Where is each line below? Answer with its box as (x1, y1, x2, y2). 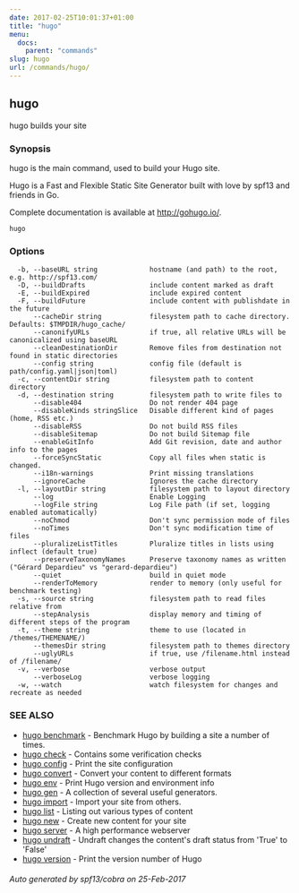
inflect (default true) (9, 547, 98, 556)
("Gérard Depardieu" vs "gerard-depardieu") (9, 563, 178, 572)
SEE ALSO (9, 709, 55, 722)
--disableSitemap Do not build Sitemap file (32, 430, 251, 439)
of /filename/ (9, 657, 63, 666)
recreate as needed (9, 689, 82, 698)
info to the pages (9, 445, 78, 455)
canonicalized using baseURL (9, 336, 118, 345)
